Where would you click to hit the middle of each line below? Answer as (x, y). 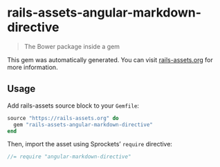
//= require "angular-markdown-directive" (69, 157)
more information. (33, 67)
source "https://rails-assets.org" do (63, 118)
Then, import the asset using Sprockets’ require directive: (90, 144)
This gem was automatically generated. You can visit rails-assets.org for (110, 59)
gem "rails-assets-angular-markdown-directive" (83, 125)
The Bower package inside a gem (72, 46)
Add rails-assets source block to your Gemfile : (73, 106)
